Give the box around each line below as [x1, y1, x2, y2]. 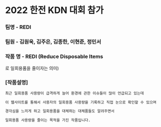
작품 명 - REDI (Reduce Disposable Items [5, 53, 103, 60]
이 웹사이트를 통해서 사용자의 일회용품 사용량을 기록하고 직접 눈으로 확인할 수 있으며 [5, 99, 156, 105]
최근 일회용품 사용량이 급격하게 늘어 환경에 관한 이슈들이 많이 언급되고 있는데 [5, 90, 144, 95]
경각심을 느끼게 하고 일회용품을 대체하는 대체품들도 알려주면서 [5, 108, 115, 114]
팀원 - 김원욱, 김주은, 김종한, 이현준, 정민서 [5, 38, 101, 45]
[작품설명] [5, 79, 28, 86]
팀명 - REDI [5, 23, 31, 30]
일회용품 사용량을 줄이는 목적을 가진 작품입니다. [5, 118, 91, 123]
